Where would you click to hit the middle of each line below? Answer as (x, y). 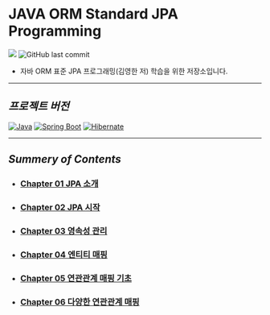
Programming (55, 31)
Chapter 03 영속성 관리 (63, 230)
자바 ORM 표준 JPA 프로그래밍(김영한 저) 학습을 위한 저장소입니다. (124, 71)
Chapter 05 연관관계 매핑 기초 (76, 278)
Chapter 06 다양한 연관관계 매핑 (80, 301)
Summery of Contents (65, 159)
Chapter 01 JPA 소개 (59, 184)
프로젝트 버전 (39, 107)
